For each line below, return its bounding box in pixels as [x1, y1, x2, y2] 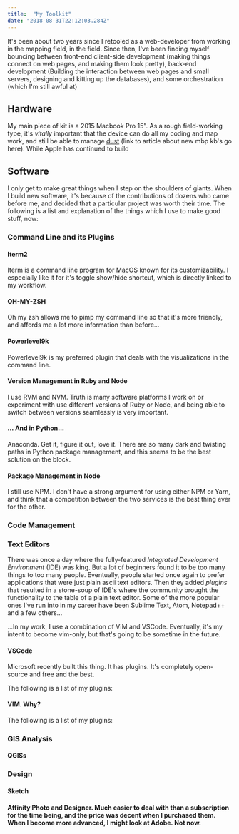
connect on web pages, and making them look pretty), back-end [7, 59, 197, 68]
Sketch [7, 786, 29, 795]
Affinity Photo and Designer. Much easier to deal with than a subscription [7, 803, 230, 812]
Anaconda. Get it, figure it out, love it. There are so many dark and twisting [7, 440, 227, 449]
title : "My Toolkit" [7, 10, 72, 18]
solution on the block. [7, 455, 71, 464]
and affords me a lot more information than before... [7, 320, 160, 329]
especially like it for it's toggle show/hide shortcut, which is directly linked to [7, 273, 232, 282]
